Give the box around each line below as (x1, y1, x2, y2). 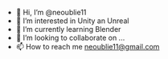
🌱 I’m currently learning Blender (15, 25, 121, 33)
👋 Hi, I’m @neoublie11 (15, 8, 87, 17)
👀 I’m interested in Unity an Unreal (15, 16, 129, 26)
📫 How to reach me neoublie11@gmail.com (15, 42, 160, 51)
